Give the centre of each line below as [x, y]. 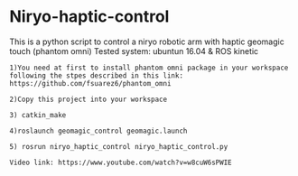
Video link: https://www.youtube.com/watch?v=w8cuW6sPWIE [121, 162]
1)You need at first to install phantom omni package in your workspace [149, 68]
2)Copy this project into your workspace [88, 99]
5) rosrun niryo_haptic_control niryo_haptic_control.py [119, 146]
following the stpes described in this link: [96, 75]
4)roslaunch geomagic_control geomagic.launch [98, 131]
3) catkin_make [38, 115]
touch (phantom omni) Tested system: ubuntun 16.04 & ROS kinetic [134, 51]
